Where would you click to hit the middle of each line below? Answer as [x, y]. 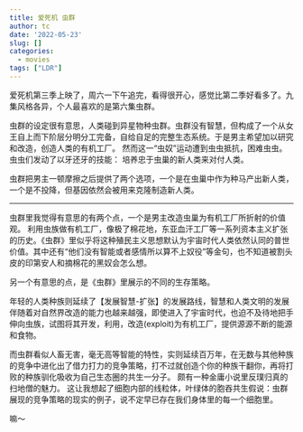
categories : [32, 52]
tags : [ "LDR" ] [36, 69]
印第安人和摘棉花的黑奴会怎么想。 [88, 262]
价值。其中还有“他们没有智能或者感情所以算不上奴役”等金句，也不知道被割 [147, 251]
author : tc [30, 26]
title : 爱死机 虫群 [42, 18]
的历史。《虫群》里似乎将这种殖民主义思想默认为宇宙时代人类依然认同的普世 [150, 239]
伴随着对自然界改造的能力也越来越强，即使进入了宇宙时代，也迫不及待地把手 [151, 312]
